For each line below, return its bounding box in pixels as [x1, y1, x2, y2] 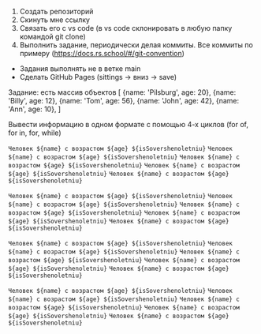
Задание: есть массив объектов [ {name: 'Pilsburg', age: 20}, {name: [8, 88, 237, 97]
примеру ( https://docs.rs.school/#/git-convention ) [19, 49, 185, 58]
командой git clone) [19, 32, 86, 41]
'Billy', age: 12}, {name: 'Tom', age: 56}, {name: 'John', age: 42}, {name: [8, 96, 240, 105]
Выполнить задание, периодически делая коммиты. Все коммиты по [19, 40, 254, 50]
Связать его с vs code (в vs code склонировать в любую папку [19, 24, 233, 32]
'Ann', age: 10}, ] [8, 104, 62, 114]
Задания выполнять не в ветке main [19, 64, 141, 73]
